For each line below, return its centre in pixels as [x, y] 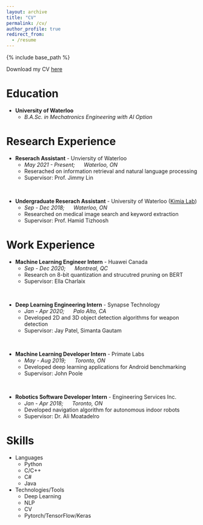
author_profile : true [34, 29]
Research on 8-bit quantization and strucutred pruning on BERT [104, 274]
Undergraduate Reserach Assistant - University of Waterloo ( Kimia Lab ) [106, 201]
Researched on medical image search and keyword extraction [101, 214]
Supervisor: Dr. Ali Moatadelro [62, 416]
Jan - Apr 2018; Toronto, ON [63, 403]
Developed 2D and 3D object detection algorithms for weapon [101, 317]
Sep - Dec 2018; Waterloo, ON [66, 208]
